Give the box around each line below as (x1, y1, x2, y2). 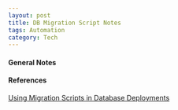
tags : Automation (8, 26, 65, 34)
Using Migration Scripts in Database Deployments (8, 93, 170, 103)
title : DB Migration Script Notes (8, 19, 122, 27)
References (8, 75, 47, 85)
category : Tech (8, 33, 58, 42)
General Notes (8, 57, 57, 67)
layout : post (8, 11, 51, 20)
